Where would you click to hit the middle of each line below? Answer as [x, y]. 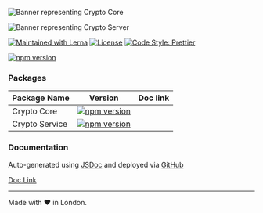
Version [104, 98]
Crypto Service [40, 124]
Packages [27, 78]
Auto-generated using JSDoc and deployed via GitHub [96, 164]
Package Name [41, 98]
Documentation [38, 147]
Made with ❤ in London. [48, 202]
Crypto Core [35, 111]
